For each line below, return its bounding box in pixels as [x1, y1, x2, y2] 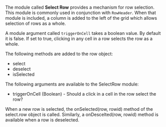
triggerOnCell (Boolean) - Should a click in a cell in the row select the [12, 91, 156, 97]
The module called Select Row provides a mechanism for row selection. [5, 5, 155, 10]
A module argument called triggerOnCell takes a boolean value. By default [5, 30, 161, 36]
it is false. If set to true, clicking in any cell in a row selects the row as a [5, 35, 153, 41]
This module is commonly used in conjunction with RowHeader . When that [5, 10, 156, 16]
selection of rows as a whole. [5, 20, 66, 26]
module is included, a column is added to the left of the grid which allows [5, 15, 157, 21]
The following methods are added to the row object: [5, 51, 113, 57]
